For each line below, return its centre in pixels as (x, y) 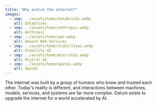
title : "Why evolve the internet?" (41, 10)
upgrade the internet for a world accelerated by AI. (56, 98)
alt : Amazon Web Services (40, 42)
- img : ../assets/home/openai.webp (46, 64)
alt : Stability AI (33, 50)
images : (13, 14)
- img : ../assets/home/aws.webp (43, 37)
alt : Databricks (31, 23)
